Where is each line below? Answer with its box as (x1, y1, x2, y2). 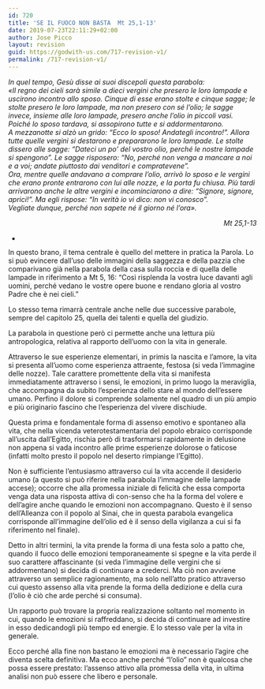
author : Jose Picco (8, 33, 73, 42)
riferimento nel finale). (8, 525, 80, 534)
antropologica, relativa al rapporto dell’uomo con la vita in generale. (8, 336, 227, 346)
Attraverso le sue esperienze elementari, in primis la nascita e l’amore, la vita (8, 352, 257, 361)
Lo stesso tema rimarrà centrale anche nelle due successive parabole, (8, 305, 237, 314)
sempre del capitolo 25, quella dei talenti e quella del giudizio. (8, 313, 209, 322)
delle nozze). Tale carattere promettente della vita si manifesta (8, 369, 211, 378)
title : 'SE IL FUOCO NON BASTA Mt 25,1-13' (8, 19, 157, 27)
